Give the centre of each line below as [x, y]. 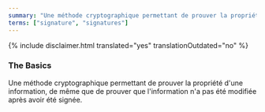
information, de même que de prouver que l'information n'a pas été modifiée [132, 91]
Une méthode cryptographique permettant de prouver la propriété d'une [126, 83]
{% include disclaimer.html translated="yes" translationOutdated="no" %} [128, 45]
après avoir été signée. [45, 99]
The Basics [30, 65]
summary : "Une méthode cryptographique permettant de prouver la [118, 15]
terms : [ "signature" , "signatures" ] [68, 23]
